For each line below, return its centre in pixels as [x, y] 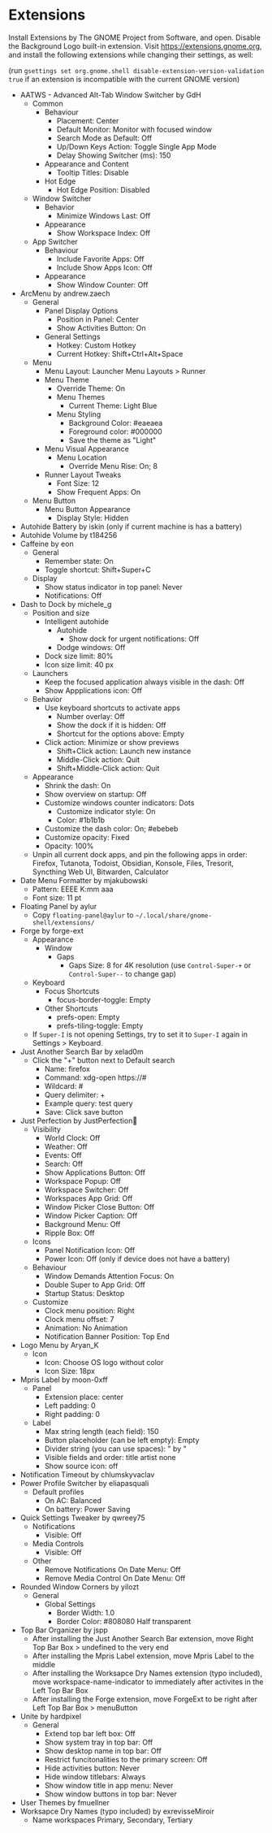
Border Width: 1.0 [86, 1612]
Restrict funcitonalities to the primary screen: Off [126, 1759]
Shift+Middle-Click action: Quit [108, 768]
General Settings [72, 336]
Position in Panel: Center [98, 319]
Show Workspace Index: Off [104, 232]
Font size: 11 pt [57, 897]
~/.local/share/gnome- [174, 916]
